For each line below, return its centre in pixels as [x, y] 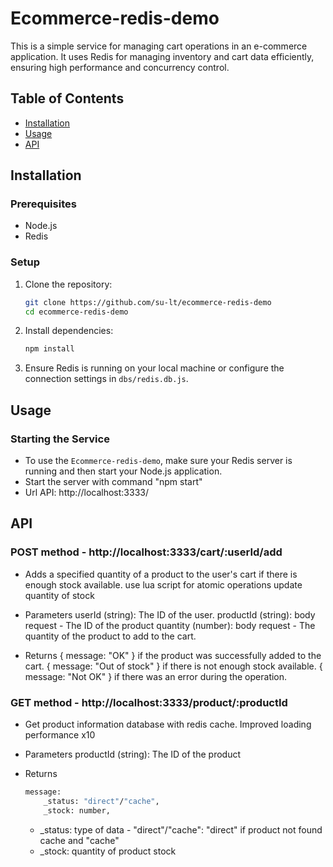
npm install [49, 349]
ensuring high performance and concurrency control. [120, 67]
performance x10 [60, 735]
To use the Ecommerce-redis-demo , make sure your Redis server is [158, 461]
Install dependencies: [69, 331]
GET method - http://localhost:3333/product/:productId [149, 702]
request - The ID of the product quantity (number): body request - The [170, 625]
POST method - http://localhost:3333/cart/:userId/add [146, 552]
